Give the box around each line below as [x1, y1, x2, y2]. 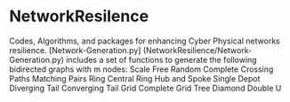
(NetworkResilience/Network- [142, 44, 253, 55]
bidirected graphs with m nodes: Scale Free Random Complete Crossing [9, 64, 274, 75]
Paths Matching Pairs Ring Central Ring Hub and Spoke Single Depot [9, 73, 261, 83]
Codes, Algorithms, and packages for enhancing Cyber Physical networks [9, 35, 280, 46]
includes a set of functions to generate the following [66, 54, 257, 65]
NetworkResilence [9, 6, 149, 27]
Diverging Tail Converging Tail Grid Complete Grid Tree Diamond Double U [9, 82, 282, 93]
